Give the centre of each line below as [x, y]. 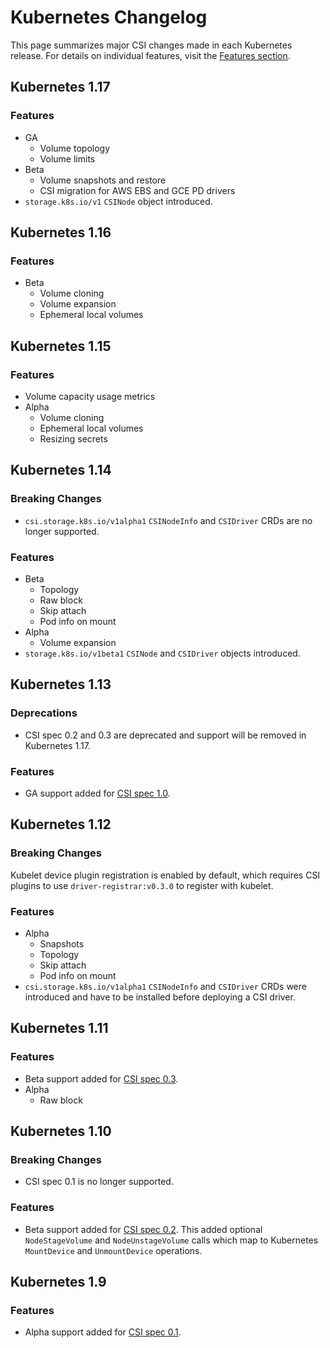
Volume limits [67, 158]
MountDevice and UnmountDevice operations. [113, 1250]
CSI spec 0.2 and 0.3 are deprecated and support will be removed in [165, 735]
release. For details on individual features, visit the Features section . [150, 55]
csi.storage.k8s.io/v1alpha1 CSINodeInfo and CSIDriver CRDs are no [168, 520]
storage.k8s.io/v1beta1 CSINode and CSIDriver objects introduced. [162, 653]
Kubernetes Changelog [109, 17]
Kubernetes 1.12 [61, 824]
